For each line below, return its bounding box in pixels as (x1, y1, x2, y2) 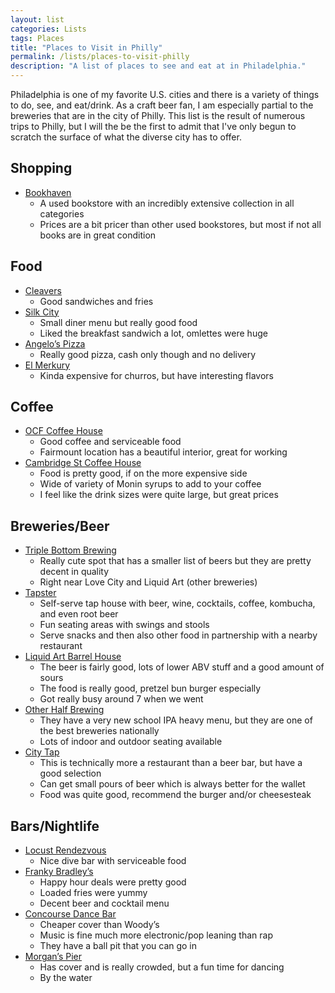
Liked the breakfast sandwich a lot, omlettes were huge (39, 327, 268, 339)
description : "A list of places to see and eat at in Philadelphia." (10, 61, 307, 71)
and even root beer (39, 608, 119, 620)
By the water (39, 972, 93, 984)
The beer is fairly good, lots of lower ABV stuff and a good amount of (39, 661, 325, 673)
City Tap (24, 746, 60, 758)
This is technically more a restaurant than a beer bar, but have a (39, 757, 303, 769)
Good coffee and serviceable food (39, 436, 182, 448)
